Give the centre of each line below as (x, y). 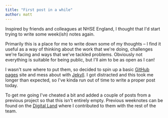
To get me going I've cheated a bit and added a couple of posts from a (78, 95)
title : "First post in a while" (39, 10)
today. (12, 85)
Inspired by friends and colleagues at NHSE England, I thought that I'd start (83, 28)
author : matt (19, 14)
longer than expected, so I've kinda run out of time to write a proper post (80, 80)
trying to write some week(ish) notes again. (50, 34)
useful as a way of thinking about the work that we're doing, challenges (79, 49)
